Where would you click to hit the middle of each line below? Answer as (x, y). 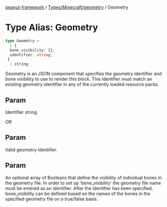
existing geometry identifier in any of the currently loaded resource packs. (82, 84)
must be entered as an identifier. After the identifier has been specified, (79, 188)
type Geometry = (22, 41)
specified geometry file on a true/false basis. (52, 199)
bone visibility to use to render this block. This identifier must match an (79, 79)
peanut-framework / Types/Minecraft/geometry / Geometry (67, 7)
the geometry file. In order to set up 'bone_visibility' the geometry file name (83, 183)
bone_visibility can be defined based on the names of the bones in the (78, 193)
